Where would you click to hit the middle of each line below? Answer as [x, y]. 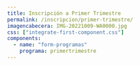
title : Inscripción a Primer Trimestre [64, 13]
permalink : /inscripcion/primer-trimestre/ [70, 20]
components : [24, 39]
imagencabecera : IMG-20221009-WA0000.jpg [67, 26]
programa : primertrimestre [58, 51]
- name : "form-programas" [50, 45]
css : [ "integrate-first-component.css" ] [66, 32]
